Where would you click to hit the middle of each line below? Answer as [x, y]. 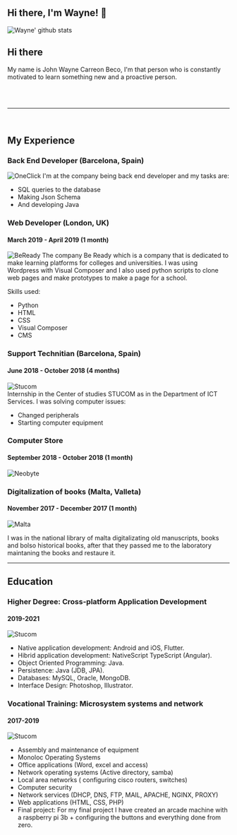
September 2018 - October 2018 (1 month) [70, 458]
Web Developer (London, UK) [58, 223]
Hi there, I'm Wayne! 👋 [57, 13]
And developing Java [48, 205]
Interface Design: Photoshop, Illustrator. [75, 685]
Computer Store [35, 441]
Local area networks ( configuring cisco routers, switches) [103, 780]
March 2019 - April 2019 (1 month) [58, 239]
